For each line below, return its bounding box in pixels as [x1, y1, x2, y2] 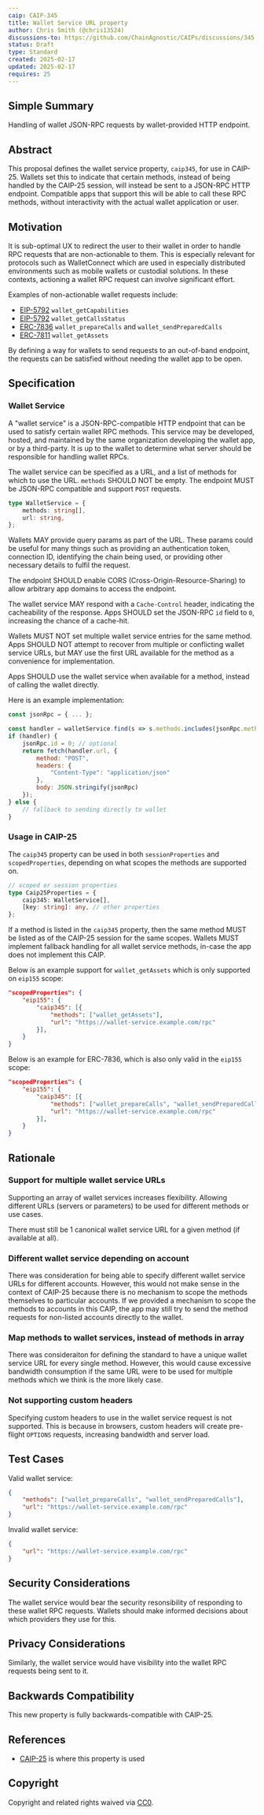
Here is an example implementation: [8, 695, 124, 705]
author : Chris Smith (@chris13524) [8, 26, 125, 34]
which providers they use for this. [8, 1614, 117, 1623]
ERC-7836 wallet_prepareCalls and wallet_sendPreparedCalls [19, 322, 222, 332]
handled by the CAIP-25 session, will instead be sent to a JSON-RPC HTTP [8, 180, 251, 190]
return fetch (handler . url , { [22, 746, 118, 755]
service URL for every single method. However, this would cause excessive [8, 1359, 251, 1368]
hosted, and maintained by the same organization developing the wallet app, [8, 435, 255, 444]
